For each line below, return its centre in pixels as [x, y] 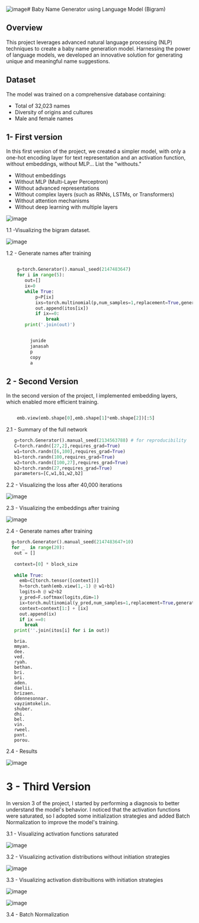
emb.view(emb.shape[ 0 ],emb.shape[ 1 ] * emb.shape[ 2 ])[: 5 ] [86, 418]
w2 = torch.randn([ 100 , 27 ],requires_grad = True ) [71, 462]
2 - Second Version [42, 381]
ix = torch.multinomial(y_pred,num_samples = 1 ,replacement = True [96, 603]
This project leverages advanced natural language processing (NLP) [89, 42]
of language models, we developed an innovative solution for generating [94, 55]
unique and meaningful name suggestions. [58, 61]
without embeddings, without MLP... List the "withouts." [74, 164]
